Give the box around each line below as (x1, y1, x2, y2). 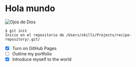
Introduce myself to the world (12, 56, 72, 62)
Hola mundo (5, 3, 55, 14)
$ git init (5, 28, 27, 33)
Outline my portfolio (12, 51, 52, 56)
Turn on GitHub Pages (12, 45, 57, 51)
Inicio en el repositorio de (5, 33, 64, 37)
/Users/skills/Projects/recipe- (66, 33, 132, 37)
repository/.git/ (5, 37, 40, 42)
